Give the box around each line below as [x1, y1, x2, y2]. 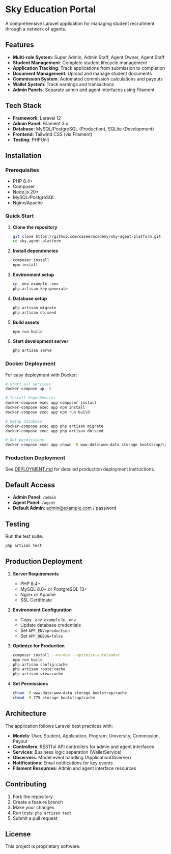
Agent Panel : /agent [12, 500, 56, 506]
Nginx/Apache [12, 200, 43, 206]
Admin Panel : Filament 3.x [12, 120, 69, 126]
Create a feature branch [12, 798, 63, 805]
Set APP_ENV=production [20, 627, 70, 633]
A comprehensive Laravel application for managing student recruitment [5, 20, 155, 26]
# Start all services [5, 381, 51, 387]
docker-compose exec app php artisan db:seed [5, 428, 103, 433]
